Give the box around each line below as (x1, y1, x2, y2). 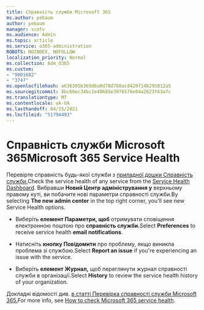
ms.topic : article (6, 37, 53, 43)
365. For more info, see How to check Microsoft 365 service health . (6, 297, 176, 304)
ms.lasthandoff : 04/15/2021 (6, 105, 78, 112)
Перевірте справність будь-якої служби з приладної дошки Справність (6, 171, 193, 178)
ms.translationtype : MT (6, 94, 67, 100)
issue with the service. (15, 254, 72, 261)
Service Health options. (6, 203, 66, 211)
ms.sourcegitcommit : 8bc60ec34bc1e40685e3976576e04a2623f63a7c (6, 89, 172, 95)
